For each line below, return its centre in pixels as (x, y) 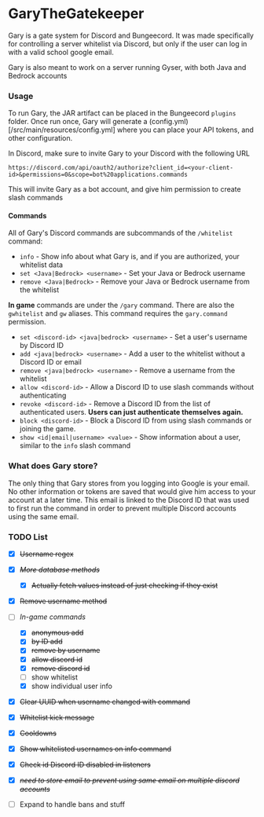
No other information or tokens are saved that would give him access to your (132, 491)
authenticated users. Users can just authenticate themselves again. (131, 412)
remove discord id (60, 668)
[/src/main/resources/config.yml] (62, 130)
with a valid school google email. (61, 52)
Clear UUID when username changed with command (105, 702)
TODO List (28, 537)
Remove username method (63, 601)
